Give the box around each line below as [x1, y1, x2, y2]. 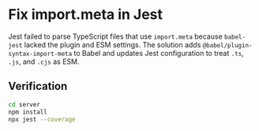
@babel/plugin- [202, 41, 253, 49]
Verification [8, 80, 68, 93]
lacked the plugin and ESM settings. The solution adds [24, 39, 201, 49]
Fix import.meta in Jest [8, 6, 163, 24]
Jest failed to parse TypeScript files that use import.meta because [8, 32, 223, 41]
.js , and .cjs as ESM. [8, 57, 80, 66]
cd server [8, 100, 41, 108]
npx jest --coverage [8, 115, 77, 123]
